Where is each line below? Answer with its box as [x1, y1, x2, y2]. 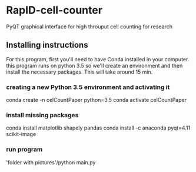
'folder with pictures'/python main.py [6, 158, 96, 166]
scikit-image [6, 131, 36, 138]
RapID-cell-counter [6, 4, 103, 17]
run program [6, 145, 43, 154]
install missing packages [6, 111, 79, 119]
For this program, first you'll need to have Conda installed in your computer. [6, 55, 190, 62]
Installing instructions [6, 40, 88, 50]
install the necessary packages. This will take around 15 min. [6, 68, 153, 75]
